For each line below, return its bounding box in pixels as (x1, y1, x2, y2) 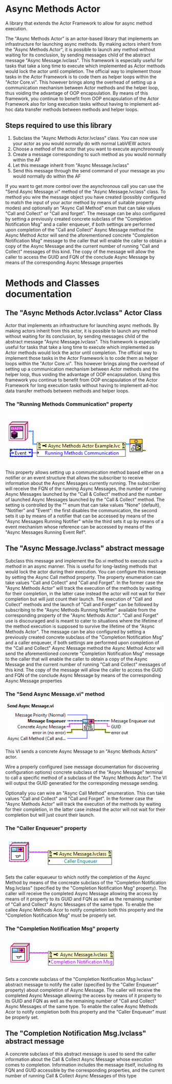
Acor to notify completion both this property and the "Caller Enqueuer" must (5, 1009, 166, 1015)
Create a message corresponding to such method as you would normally (12, 151, 166, 157)
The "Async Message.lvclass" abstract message (5, 544, 165, 553)
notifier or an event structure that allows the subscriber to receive (5, 475, 144, 481)
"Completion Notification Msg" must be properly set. (5, 912, 117, 918)
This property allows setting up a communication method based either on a (5, 469, 164, 475)
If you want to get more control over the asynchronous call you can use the (5, 183, 164, 189)
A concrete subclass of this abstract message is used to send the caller (5, 1051, 156, 1057)
